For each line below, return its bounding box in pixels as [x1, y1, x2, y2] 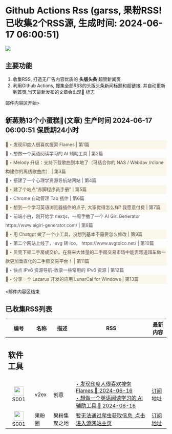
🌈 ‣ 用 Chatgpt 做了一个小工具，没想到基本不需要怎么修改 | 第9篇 [5, 231, 143, 237]
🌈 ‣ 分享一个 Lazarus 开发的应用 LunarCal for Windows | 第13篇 [5, 276, 139, 282]
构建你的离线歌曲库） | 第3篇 [5, 168, 67, 174]
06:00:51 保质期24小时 [5, 126, 79, 135]
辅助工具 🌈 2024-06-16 [76, 402, 136, 409]
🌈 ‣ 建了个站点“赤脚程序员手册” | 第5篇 [5, 186, 87, 192]
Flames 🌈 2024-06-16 [76, 387, 133, 394]
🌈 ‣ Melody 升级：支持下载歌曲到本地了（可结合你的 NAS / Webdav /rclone [5, 159, 164, 166]
